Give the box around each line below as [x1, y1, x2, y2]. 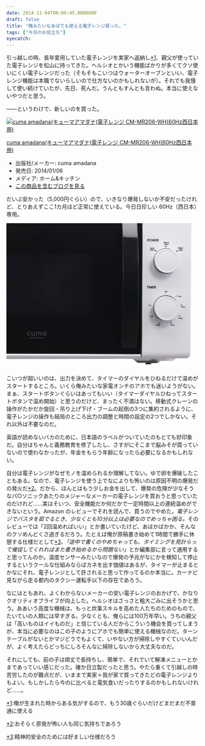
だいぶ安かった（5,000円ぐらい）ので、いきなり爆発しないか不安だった [6, 196, 187, 203]
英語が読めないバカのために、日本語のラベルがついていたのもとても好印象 [6, 434, 193, 441]
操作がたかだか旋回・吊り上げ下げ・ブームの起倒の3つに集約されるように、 [6, 405, 196, 413]
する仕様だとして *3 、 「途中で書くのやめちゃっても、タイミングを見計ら [11, 538, 192, 545]
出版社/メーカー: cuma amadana [15, 160, 96, 167]
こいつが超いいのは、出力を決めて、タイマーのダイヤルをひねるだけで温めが [6, 375, 198, 382]
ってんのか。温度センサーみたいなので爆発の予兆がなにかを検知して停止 [16, 553, 198, 561]
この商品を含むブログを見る [15, 182, 85, 190]
